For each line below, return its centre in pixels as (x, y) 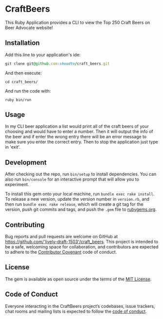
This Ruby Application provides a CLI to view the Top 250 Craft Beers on (78, 22)
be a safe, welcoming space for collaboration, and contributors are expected (82, 247)
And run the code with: (28, 91)
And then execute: (23, 73)
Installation (22, 43)
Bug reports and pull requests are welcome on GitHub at (62, 237)
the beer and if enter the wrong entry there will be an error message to (76, 137)
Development (26, 162)
